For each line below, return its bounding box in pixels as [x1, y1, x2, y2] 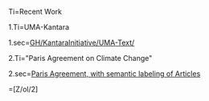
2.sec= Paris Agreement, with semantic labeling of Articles [8, 69, 201, 79]
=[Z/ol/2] [8, 84, 39, 94]
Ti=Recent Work [8, 7, 63, 16]
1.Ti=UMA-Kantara [8, 22, 70, 31]
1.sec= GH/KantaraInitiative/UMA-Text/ [8, 38, 135, 47]
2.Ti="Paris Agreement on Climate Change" [8, 54, 153, 63]
